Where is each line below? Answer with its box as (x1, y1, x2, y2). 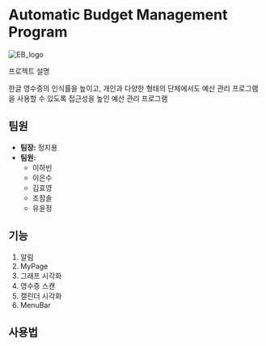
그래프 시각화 (19, 271, 62, 281)
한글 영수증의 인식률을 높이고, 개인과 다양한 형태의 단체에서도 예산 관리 (8, 83, 230, 93)
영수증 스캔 (19, 281, 56, 290)
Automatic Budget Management (8, 6, 228, 24)
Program (8, 23, 68, 41)
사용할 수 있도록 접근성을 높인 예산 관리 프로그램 (16, 93, 168, 103)
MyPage (19, 261, 49, 271)
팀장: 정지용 (19, 142, 58, 152)
